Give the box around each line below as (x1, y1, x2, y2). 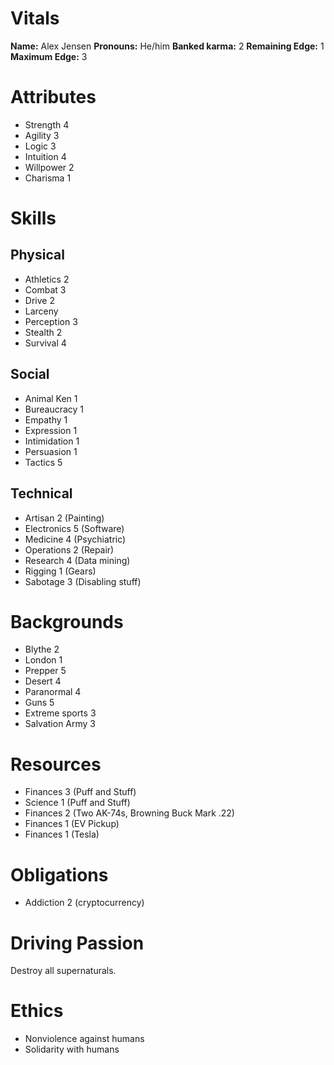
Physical (10, 247, 65, 264)
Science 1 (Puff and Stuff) (24, 797, 131, 809)
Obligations (10, 863, 109, 886)
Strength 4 (24, 118, 70, 131)
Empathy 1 (24, 413, 68, 426)
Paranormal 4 (24, 686, 82, 698)
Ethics (10, 1000, 64, 1022)
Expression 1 (24, 424, 78, 436)
